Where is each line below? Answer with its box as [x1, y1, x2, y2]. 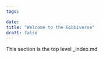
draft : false [6, 30, 38, 35]
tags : [6, 8, 19, 14]
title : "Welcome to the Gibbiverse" [6, 24, 95, 30]
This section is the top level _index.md [6, 46, 98, 53]
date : [6, 19, 19, 25]
